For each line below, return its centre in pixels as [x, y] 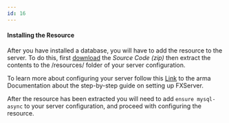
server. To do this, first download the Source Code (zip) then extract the [109, 57]
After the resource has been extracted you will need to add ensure [101, 98]
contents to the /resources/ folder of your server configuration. [96, 65]
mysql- [206, 99]
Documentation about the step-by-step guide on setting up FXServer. [106, 85]
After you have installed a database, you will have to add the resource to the [115, 50]
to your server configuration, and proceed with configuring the [112, 106]
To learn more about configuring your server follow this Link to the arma [109, 78]
